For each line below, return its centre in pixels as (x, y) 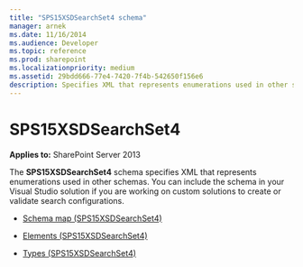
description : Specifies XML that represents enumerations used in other (149, 85)
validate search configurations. (67, 200)
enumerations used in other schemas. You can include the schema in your (147, 181)
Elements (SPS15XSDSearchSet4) (85, 235)
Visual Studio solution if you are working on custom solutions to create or (145, 191)
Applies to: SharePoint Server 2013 (75, 154)
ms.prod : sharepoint (48, 60)
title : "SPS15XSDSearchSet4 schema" (78, 18)
